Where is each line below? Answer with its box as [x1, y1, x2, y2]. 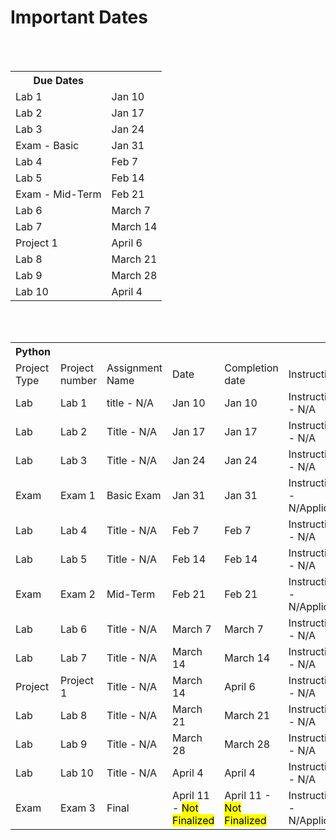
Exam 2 [59, 587, 96, 601]
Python [15, 344, 51, 358]
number [59, 373, 97, 387]
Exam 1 [59, 488, 96, 502]
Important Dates [10, 6, 148, 29]
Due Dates [33, 73, 84, 87]
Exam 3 [59, 801, 96, 815]
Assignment [106, 361, 163, 375]
